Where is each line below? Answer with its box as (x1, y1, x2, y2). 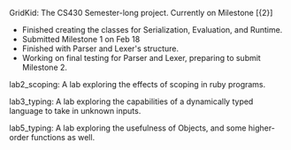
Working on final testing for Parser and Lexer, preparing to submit (21, 53, 261, 63)
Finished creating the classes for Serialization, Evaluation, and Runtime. (21, 25, 283, 34)
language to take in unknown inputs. (9, 106, 142, 116)
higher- (248, 123, 276, 133)
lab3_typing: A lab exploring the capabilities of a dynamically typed (9, 96, 254, 107)
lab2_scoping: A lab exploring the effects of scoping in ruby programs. (9, 79, 266, 89)
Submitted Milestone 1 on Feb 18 (21, 34, 141, 44)
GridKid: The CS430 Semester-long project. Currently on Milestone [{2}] (9, 8, 273, 18)
